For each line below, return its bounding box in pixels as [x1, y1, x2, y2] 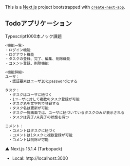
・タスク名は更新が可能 [8, 106, 49, 111]
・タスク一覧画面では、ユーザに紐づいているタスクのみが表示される [8, 111, 125, 115]
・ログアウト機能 [5, 52, 35, 57]
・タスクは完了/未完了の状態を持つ [8, 115, 69, 120]
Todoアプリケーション [5, 19, 72, 28]
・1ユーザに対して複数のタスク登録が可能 [8, 97, 80, 102]
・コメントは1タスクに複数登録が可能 [8, 132, 73, 138]
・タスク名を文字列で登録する [8, 101, 60, 106]
